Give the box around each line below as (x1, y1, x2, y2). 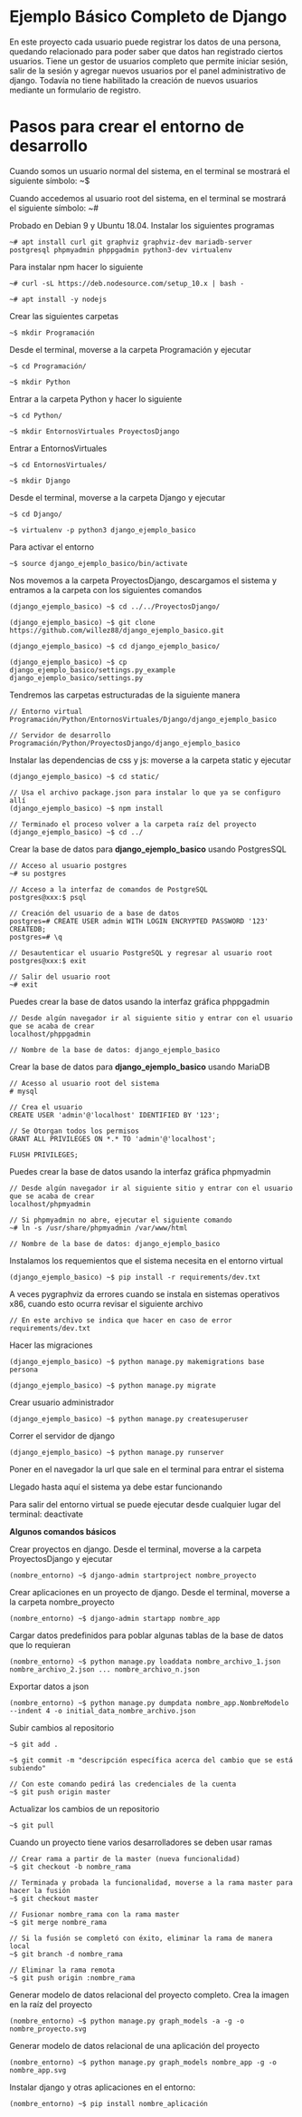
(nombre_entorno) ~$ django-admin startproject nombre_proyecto (9, 1571, 257, 1580)
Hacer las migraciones (9, 1340, 93, 1351)
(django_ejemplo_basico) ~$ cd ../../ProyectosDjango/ (9, 601, 221, 611)
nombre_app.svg (9, 2065, 67, 2074)
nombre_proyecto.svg (9, 2024, 88, 2034)
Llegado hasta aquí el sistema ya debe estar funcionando (9, 1481, 223, 1492)
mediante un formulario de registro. (9, 84, 142, 95)
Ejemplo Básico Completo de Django (9, 6, 288, 27)
